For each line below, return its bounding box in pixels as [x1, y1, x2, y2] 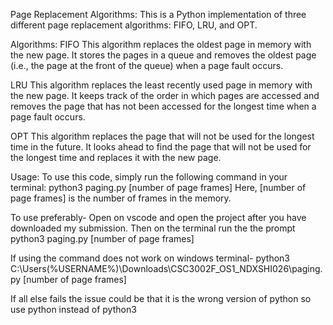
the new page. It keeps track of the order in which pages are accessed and [10, 90, 320, 101]
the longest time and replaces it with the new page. [10, 152, 222, 163]
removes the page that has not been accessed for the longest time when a [10, 100, 317, 112]
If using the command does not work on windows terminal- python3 [10, 252, 291, 264]
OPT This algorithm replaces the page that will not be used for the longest [10, 130, 315, 142]
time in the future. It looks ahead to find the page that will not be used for [10, 141, 312, 153]
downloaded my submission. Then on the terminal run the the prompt [10, 222, 296, 234]
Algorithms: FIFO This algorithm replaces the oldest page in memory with [10, 39, 312, 50]
